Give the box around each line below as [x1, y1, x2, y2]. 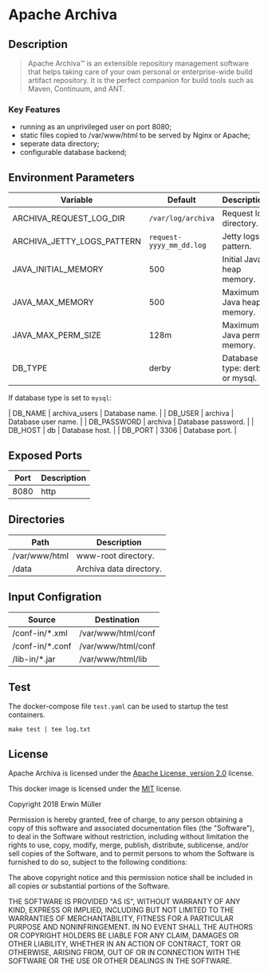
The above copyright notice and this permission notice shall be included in [8, 873, 253, 883]
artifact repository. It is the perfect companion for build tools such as [27, 76, 254, 85]
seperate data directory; [19, 139, 100, 149]
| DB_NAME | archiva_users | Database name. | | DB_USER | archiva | [8, 409, 234, 419]
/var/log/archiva [148, 214, 215, 223]
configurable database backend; [19, 148, 128, 157]
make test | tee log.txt [8, 725, 91, 734]
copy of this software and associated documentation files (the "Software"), [8, 823, 255, 833]
